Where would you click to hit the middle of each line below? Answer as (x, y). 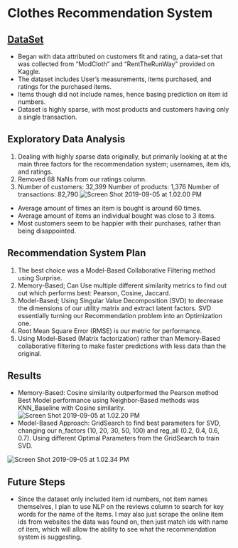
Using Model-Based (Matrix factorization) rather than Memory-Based (119, 338)
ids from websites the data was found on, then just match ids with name (123, 522)
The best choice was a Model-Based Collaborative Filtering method (116, 270)
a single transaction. (47, 117)
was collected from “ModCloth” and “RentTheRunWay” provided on (116, 64)
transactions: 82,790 (48, 194)
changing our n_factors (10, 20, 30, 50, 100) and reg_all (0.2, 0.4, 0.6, (119, 431)
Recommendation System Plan (77, 253)
